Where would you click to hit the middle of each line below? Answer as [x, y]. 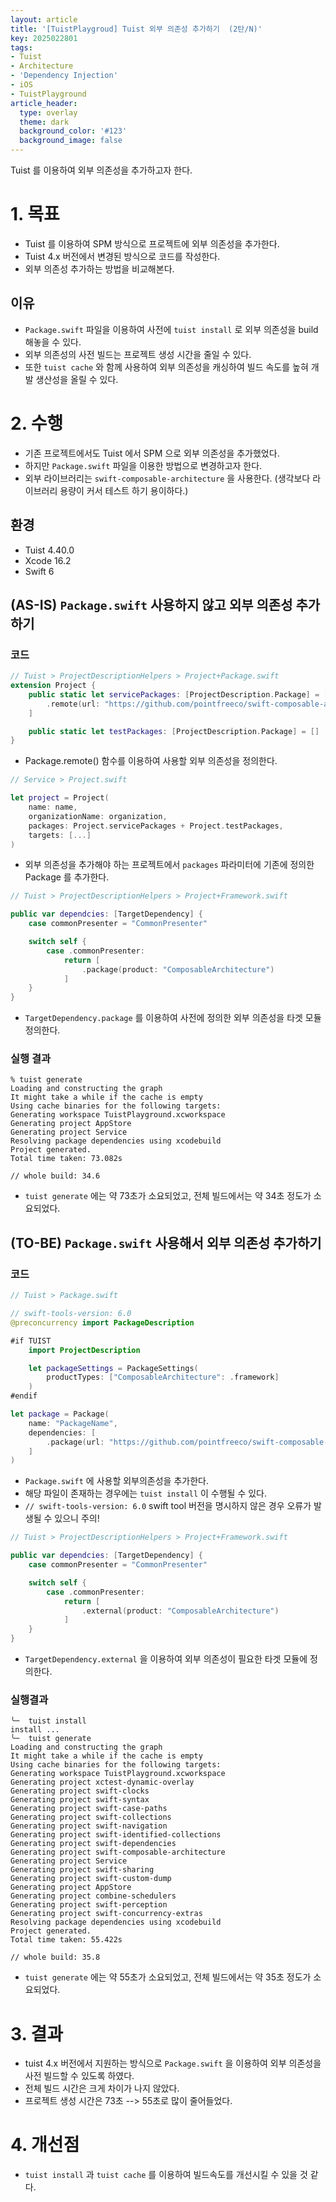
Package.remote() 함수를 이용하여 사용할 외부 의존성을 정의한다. [151, 761]
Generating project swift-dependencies [93, 1844]
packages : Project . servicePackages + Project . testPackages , [156, 826]
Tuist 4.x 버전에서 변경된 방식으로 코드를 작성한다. [122, 256]
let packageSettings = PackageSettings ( [113, 1368]
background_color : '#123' [73, 131]
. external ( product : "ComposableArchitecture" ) [180, 1611]
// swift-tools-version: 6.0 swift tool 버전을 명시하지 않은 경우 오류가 [168, 1506]
